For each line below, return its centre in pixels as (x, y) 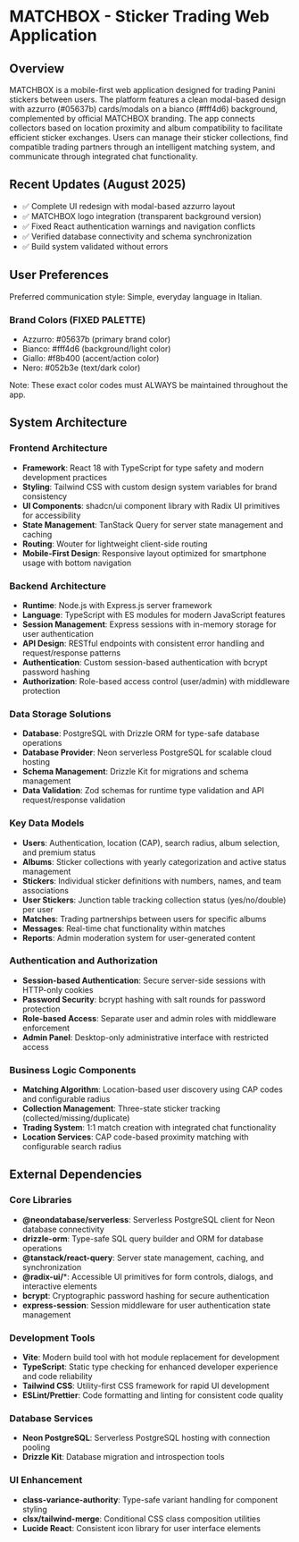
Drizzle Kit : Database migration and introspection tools (123, 1457)
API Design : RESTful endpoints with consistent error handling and (143, 643)
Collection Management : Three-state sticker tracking (121, 1109)
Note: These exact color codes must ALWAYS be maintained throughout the (149, 385)
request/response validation (74, 800)
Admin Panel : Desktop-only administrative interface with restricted (145, 1037)
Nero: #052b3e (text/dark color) (81, 368)
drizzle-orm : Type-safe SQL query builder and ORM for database (143, 1238)
